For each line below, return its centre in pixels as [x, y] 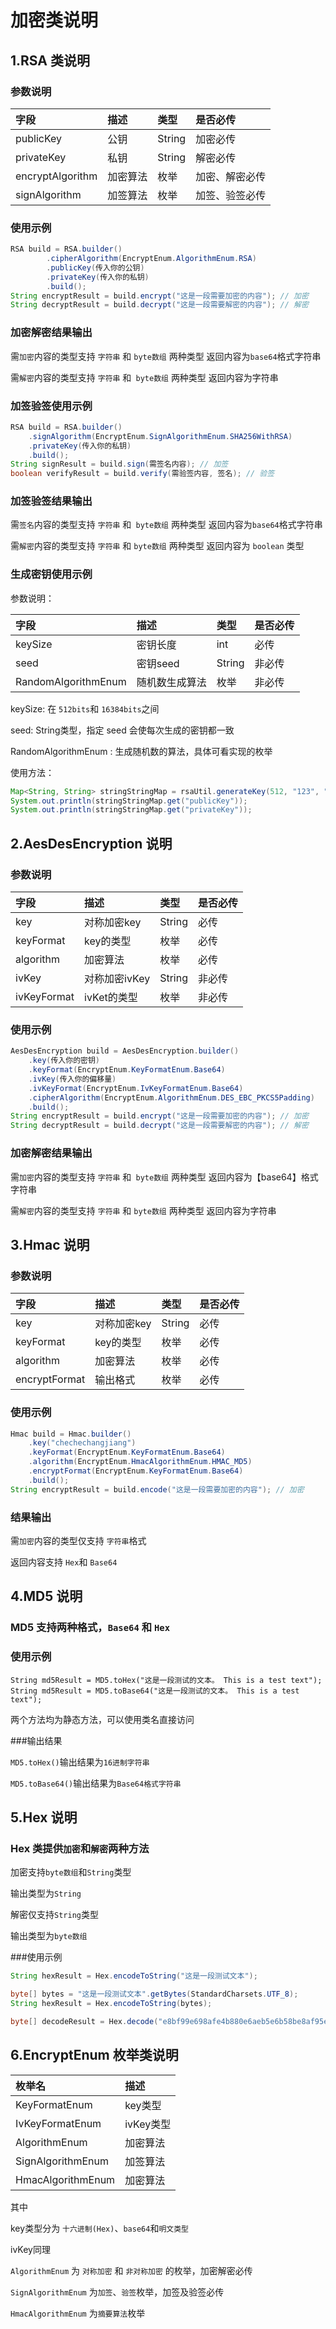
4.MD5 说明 [46, 1596]
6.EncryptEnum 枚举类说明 [94, 2055]
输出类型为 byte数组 [49, 1936]
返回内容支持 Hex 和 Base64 [64, 1562]
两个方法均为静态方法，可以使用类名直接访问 [102, 1719]
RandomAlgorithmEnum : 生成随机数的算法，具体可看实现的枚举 [141, 751]
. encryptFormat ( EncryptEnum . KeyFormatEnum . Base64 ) [136, 1471]
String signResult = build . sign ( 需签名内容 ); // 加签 [119, 464]
